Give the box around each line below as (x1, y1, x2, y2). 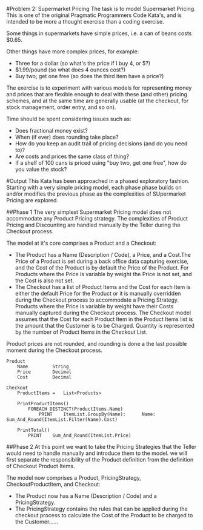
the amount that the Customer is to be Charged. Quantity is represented (15, 322, 195, 329)
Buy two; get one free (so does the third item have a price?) (15, 73, 164, 79)
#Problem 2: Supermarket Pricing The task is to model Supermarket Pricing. (6, 5, 196, 12)
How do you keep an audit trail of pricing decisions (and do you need (15, 140, 188, 147)
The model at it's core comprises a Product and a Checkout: (6, 239, 156, 247)
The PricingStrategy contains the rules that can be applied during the (15, 505, 188, 512)
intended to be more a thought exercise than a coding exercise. (6, 18, 165, 25)
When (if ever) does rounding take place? (15, 133, 119, 141)
